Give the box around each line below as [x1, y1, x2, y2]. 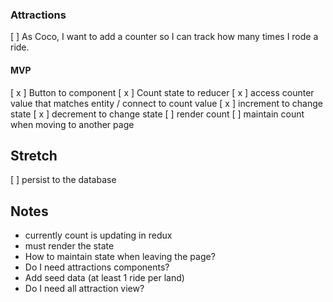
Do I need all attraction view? [24, 283, 145, 295]
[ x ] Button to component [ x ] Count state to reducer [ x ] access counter [10, 86, 315, 98]
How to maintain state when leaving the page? [24, 251, 216, 263]
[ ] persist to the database [10, 174, 117, 186]
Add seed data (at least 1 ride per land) [24, 272, 185, 284]
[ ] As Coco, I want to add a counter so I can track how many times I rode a [10, 31, 319, 43]
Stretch [10, 147, 58, 164]
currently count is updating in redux [24, 229, 173, 242]
